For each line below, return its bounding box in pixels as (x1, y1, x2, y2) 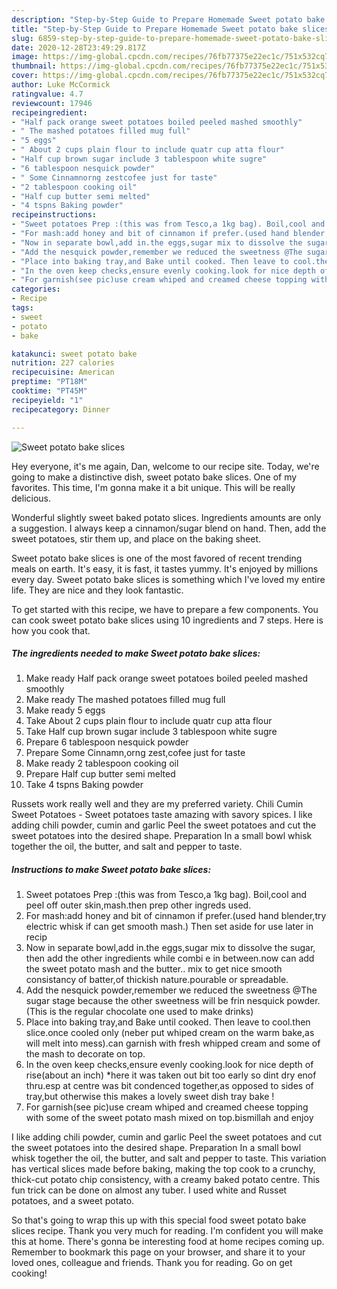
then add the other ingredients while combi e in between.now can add (25, 952, 315, 965)
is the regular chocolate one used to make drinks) (49, 1006, 254, 1018)
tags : (11, 303, 34, 313)
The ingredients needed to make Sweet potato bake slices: (11, 647, 261, 660)
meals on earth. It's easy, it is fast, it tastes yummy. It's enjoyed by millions (11, 562, 319, 575)
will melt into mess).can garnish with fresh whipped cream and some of (25, 1037, 321, 1050)
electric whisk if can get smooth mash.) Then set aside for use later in (25, 921, 314, 933)
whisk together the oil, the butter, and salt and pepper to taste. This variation (11, 1152, 327, 1165)
